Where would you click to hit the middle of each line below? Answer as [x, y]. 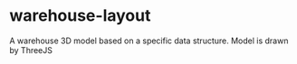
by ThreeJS [31, 50]
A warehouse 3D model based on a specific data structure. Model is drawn [149, 41]
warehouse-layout [80, 16]
